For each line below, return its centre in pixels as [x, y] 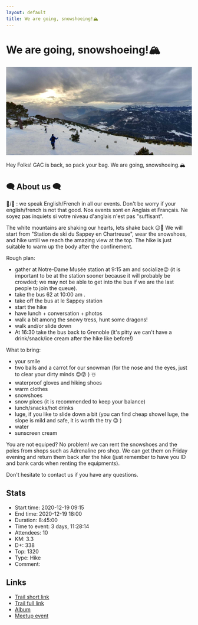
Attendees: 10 [31, 532]
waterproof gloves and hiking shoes [58, 383]
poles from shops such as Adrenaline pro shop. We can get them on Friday [97, 450]
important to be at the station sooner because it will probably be [93, 275]
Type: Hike [28, 558]
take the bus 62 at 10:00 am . [50, 294]
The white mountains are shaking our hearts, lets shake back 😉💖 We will [94, 227]
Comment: [27, 564]
